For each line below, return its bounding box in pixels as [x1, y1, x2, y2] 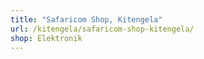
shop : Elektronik [10, 33, 83, 43]
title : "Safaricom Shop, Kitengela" [10, 14, 163, 25]
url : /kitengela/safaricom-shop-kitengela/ [10, 24, 195, 34]
